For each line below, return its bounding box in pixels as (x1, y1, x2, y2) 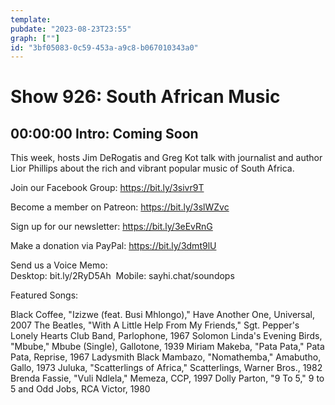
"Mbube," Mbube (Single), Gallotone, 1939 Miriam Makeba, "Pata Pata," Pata (10, 341, 325, 353)
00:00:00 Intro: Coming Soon (10, 125, 199, 142)
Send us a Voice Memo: (10, 259, 108, 271)
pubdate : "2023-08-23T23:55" (10, 24, 132, 34)
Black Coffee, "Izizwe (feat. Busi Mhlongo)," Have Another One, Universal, (10, 309, 315, 321)
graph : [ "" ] (10, 33, 60, 43)
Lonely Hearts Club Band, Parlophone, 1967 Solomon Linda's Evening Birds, (10, 330, 323, 342)
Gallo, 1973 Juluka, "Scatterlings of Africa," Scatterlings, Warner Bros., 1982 (10, 362, 323, 374)
